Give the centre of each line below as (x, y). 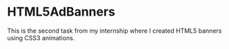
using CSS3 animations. (41, 37)
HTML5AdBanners (61, 12)
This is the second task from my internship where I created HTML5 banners (114, 31)
